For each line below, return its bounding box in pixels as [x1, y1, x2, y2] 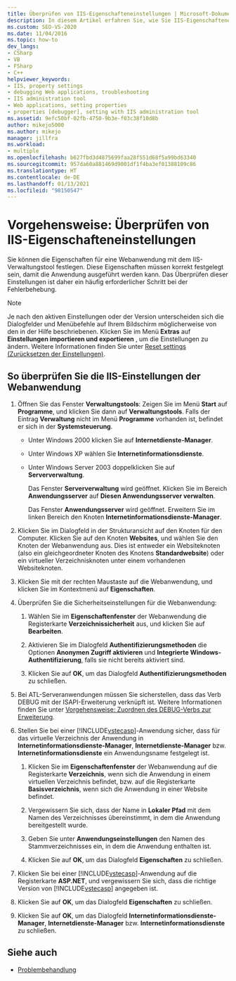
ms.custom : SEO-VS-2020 [7, 23, 77, 30]
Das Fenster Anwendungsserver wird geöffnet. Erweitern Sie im [27, 506, 216, 513]
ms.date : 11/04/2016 [7, 30, 68, 37]
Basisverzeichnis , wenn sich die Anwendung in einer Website [27, 785, 208, 793]
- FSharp [7, 63, 33, 70]
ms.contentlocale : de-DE [7, 174, 80, 181]
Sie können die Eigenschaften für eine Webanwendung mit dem [7, 255, 192, 264]
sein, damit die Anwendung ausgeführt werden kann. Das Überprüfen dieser [7, 270, 228, 278]
